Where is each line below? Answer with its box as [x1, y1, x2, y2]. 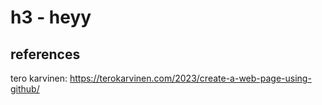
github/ [10, 83, 40, 95]
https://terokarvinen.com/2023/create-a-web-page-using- [69, 72, 312, 84]
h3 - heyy [10, 6, 92, 29]
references [10, 46, 81, 63]
